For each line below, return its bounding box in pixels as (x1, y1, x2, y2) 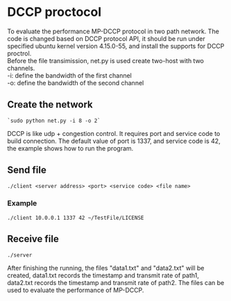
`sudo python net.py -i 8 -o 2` (7, 117, 101, 124)
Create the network (7, 98, 93, 111)
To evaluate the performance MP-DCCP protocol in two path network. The (7, 27, 220, 35)
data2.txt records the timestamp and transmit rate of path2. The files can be (7, 278, 225, 286)
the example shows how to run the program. (7, 144, 134, 153)
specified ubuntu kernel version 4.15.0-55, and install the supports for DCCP (7, 42, 225, 50)
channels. (7, 64, 35, 72)
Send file (7, 164, 46, 176)
